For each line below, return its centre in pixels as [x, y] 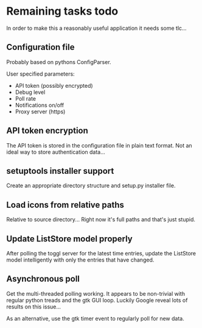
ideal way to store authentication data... [56, 152]
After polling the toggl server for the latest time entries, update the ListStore [101, 253]
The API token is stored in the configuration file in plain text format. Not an [99, 145]
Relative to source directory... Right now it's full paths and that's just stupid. [101, 219]
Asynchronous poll [43, 279]
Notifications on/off [40, 105]
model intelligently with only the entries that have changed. [80, 260]
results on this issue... [34, 307]
